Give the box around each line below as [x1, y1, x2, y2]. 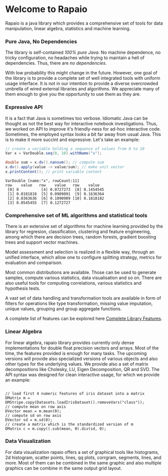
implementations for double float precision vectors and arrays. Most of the [5, 345, 159, 351]
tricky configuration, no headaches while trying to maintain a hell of [5, 55, 144, 61]
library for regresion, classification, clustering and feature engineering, [5, 228, 151, 234]
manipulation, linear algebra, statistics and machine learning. [5, 25, 131, 31]
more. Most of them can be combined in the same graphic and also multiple [5, 459, 161, 465]
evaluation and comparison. [5, 260, 63, 266]
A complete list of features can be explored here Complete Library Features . [5, 315, 162, 322]
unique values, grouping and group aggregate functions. [5, 306, 122, 312]
